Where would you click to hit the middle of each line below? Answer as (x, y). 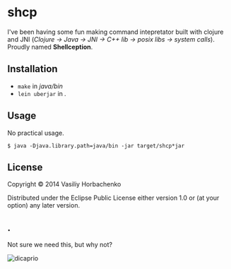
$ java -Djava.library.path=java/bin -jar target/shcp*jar (96, 145)
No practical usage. (36, 133)
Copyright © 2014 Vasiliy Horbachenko (64, 184)
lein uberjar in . (42, 93)
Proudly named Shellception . (50, 47)
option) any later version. (43, 205)
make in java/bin (40, 86)
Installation (32, 69)
